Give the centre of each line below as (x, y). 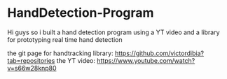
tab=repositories (31, 60)
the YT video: (76, 60)
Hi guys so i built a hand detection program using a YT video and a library (113, 32)
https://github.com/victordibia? (159, 53)
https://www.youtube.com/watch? (146, 60)
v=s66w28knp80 (32, 68)
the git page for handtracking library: (60, 53)
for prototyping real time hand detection (65, 39)
